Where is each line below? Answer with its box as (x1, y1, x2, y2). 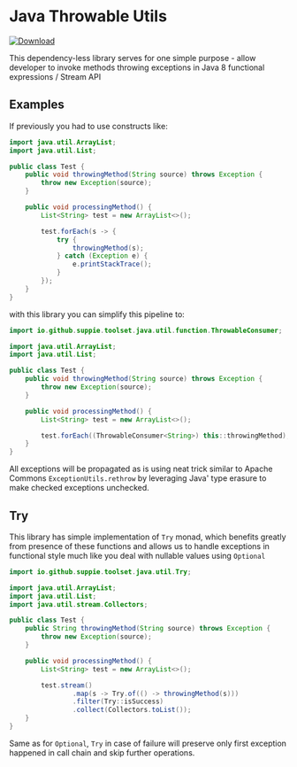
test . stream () (41, 680, 93, 690)
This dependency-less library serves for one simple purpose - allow (9, 52, 256, 63)
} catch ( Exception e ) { (56, 252, 148, 260)
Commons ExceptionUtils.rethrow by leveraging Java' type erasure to (9, 473, 267, 484)
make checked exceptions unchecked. (9, 483, 150, 493)
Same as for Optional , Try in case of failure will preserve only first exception (9, 738, 287, 748)
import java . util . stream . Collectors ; (9, 600, 148, 608)
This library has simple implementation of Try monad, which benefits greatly (9, 531, 286, 542)
